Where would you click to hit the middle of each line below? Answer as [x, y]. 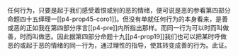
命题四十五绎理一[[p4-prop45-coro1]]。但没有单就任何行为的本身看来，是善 [118, 19]
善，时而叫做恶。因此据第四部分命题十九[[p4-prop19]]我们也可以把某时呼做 [117, 36]
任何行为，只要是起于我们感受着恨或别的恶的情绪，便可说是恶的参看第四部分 [119, 10]
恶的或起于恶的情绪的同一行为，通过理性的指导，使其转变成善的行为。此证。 [119, 45]
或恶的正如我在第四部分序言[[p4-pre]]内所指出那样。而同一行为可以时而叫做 [118, 28]
